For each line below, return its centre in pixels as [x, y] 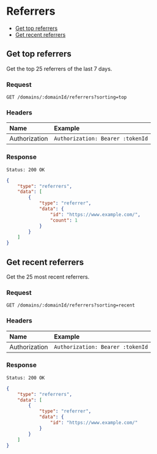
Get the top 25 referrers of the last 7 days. [59, 69]
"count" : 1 [64, 220]
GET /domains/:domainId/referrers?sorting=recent [71, 305]
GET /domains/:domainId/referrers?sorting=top [67, 97]
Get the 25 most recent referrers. [48, 277]
